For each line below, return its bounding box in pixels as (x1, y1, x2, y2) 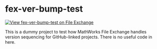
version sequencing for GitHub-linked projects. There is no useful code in (5, 34, 152, 40)
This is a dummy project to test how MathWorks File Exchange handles (5, 29, 147, 34)
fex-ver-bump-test (5, 3, 83, 15)
